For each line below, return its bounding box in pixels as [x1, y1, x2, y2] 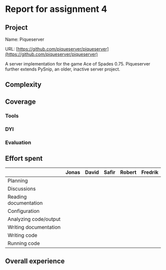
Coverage [5, 97, 36, 106]
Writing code [7, 232, 38, 239]
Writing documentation [7, 224, 61, 231]
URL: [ [5, 46, 18, 52]
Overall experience [5, 257, 65, 265]
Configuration [7, 207, 40, 214]
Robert [120, 169, 137, 176]
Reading [7, 194, 27, 201]
